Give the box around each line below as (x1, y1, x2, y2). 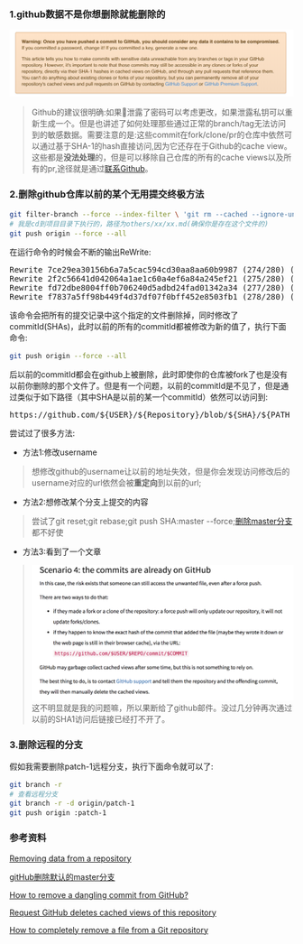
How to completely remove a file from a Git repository (9, 924, 209, 935)
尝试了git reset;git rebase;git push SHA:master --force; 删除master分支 (31, 515, 293, 526)
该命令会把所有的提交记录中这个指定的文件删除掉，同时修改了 (9, 310, 239, 320)
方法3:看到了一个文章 (22, 546, 102, 557)
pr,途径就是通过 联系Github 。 (47, 162, 153, 173)
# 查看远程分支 (9, 790, 59, 799)
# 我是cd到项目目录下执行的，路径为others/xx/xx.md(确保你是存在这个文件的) (9, 219, 269, 229)
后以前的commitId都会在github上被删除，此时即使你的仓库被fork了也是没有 (9, 368, 289, 380)
